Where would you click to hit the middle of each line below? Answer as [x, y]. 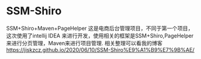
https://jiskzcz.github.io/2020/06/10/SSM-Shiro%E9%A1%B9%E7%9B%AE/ [100, 49]
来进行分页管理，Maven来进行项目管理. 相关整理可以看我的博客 [85, 43]
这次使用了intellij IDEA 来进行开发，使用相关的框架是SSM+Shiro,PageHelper [100, 35]
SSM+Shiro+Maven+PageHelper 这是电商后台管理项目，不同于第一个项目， [100, 28]
